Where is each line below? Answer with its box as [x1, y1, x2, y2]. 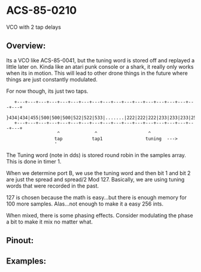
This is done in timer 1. [6, 158, 62, 165]
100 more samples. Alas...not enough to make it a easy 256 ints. [6, 200, 164, 207]
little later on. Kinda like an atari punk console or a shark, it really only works [6, 63, 194, 70]
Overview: [6, 41, 46, 51]
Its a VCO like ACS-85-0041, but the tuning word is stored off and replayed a [6, 56, 195, 64]
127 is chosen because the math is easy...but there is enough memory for [6, 194, 187, 201]
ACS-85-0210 [6, 4, 77, 17]
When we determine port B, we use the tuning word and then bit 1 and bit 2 [6, 169, 191, 177]
